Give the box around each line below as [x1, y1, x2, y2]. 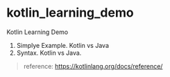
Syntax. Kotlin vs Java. [16, 49, 82, 57]
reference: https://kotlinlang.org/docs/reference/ [23, 62, 163, 70]
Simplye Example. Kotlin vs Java [16, 41, 109, 49]
